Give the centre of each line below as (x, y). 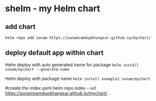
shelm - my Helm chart (53, 9)
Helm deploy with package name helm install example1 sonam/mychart (78, 78)
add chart (20, 27)
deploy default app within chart (54, 53)
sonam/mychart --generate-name (37, 69)
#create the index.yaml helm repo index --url (51, 88)
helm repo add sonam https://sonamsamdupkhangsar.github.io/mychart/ (78, 38)
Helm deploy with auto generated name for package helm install (72, 65)
